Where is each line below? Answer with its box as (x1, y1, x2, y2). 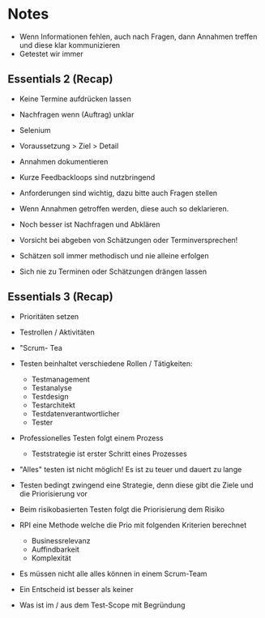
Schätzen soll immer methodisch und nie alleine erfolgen (19, 250, 210, 260)
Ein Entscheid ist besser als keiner (19, 584, 135, 594)
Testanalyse (31, 382, 72, 393)
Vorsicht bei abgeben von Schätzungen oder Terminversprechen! (19, 235, 238, 245)
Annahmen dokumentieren (19, 156, 109, 166)
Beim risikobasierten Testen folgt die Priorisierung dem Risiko (19, 504, 224, 514)
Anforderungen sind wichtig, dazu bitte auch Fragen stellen (19, 188, 218, 198)
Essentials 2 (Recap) (7, 72, 113, 86)
